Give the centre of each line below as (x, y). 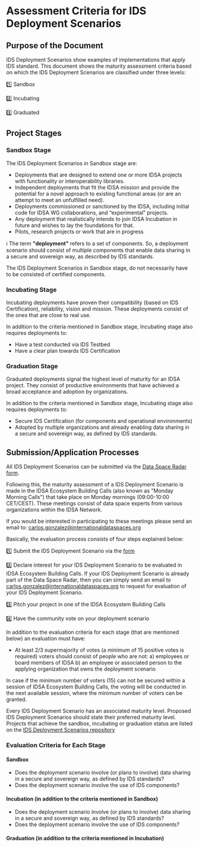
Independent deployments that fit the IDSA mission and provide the (97, 187)
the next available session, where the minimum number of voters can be (94, 693)
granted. (17, 700)
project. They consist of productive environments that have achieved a (93, 385)
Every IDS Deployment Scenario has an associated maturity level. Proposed (99, 711)
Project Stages (34, 133)
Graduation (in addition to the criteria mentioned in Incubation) (85, 838)
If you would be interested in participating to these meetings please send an (99, 522)
